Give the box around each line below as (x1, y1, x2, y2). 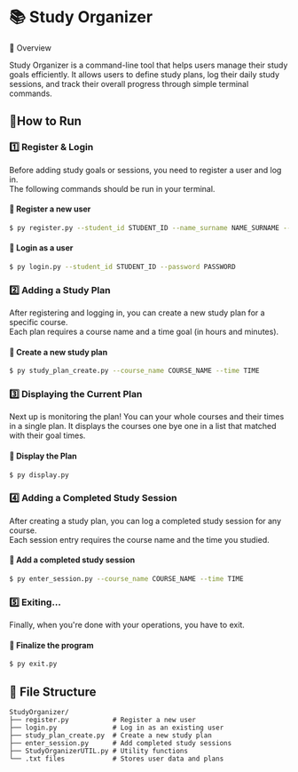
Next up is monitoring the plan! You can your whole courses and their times (9, 411, 285, 422)
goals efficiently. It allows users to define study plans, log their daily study (9, 68, 280, 80)
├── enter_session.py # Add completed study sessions (9, 739, 232, 748)
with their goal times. (9, 430, 86, 441)
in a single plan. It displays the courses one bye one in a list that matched (9, 421, 277, 432)
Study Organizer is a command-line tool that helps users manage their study (9, 60, 288, 70)
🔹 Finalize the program (9, 640, 94, 650)
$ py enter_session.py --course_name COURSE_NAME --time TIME (9, 575, 244, 584)
